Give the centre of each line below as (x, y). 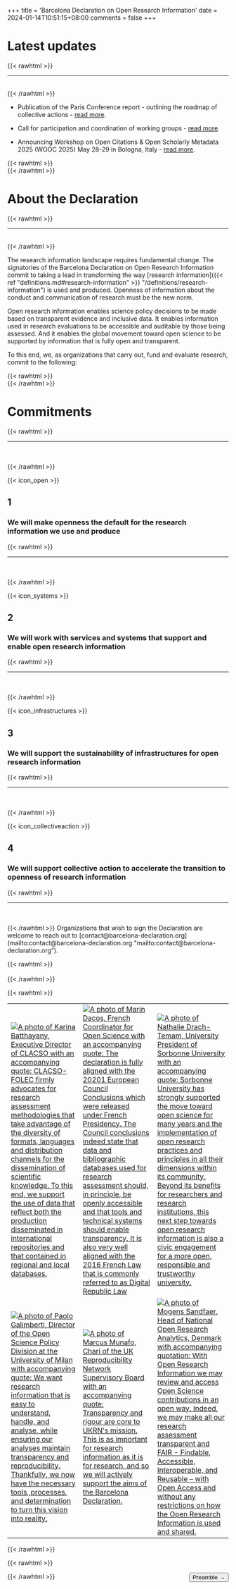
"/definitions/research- (175, 282)
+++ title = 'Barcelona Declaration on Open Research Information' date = (112, 10)
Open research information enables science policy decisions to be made (112, 311)
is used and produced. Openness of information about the (131, 290)
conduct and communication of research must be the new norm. (100, 297)
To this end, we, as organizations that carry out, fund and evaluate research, (118, 355)
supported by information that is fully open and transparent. (94, 340)
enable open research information (67, 646)
